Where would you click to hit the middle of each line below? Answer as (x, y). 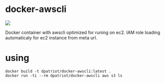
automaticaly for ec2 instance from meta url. (51, 37)
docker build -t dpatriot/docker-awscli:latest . (58, 71)
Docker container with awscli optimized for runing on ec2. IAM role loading (83, 32)
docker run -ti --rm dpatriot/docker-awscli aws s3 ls (64, 75)
